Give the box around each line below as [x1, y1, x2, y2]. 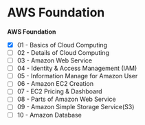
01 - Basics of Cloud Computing [16, 41, 108, 49]
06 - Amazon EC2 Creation [16, 80, 94, 88]
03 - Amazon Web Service [16, 56, 93, 65]
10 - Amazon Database [16, 111, 82, 119]
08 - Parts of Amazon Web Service [16, 95, 116, 104]
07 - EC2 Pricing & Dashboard [16, 87, 102, 95]
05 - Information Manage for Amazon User [16, 72, 138, 80]
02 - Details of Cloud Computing [16, 49, 110, 56]
